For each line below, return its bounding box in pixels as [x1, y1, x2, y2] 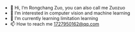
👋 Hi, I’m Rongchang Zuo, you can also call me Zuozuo [10, 5, 125, 10]
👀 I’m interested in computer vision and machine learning [10, 10, 130, 16]
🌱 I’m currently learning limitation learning [10, 15, 98, 21]
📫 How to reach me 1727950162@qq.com [10, 21, 100, 27]
